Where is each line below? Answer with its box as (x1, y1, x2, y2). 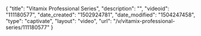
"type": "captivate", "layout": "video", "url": (5, 18, 112, 24)
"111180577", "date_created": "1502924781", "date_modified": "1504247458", (5, 11, 196, 18)
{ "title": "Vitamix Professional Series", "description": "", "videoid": (5, 5, 170, 12)
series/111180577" (5, 24, 50, 31)
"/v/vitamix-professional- (113, 18, 175, 24)
